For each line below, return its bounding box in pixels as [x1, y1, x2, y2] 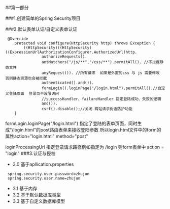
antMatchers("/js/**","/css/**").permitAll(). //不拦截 [41, 60, 160, 65]
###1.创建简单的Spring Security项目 [5, 15, 81, 21]
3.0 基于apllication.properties [12, 161, 74, 167]
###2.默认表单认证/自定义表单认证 [5, 26, 78, 32]
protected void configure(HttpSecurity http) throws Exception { [14, 41, 156, 46]
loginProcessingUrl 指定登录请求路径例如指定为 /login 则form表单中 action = [5, 144, 164, 150]
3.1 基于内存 [12, 186, 38, 191]
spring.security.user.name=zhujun [7, 176, 81, 181]
